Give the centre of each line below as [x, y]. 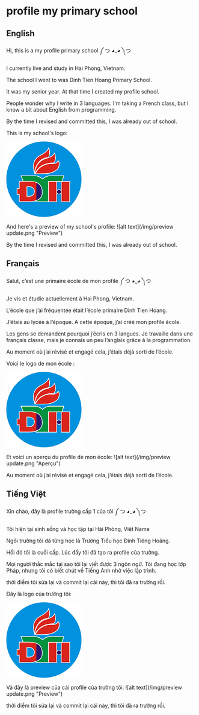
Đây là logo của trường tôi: [39, 594]
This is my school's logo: [37, 133]
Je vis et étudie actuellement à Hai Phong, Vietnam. [70, 298]
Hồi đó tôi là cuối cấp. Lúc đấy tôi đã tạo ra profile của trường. [83, 552]
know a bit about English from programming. [61, 110]
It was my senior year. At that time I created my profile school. [83, 91]
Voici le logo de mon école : [41, 363]
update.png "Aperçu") [34, 463]
